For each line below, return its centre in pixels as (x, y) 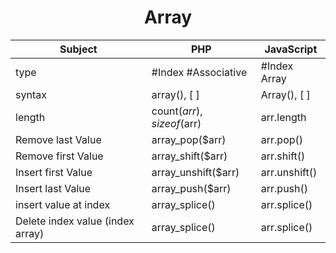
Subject (78, 49)
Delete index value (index (75, 221)
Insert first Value (54, 172)
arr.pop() (282, 139)
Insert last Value (53, 188)
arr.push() (284, 188)
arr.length (283, 117)
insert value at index (63, 204)
